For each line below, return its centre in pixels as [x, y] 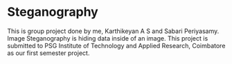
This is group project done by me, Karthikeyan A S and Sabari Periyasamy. [113, 31]
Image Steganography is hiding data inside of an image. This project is [108, 38]
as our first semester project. [48, 53]
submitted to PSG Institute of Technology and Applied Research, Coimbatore [116, 45]
